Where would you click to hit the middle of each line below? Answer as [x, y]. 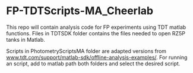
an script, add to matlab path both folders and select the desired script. [93, 64]
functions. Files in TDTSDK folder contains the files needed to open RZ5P [96, 33]
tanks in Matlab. [26, 39]
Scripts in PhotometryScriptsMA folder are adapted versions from [86, 51]
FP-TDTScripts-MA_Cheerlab [80, 11]
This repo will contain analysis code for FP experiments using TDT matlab [96, 27]
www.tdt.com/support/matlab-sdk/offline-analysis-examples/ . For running [97, 57]
